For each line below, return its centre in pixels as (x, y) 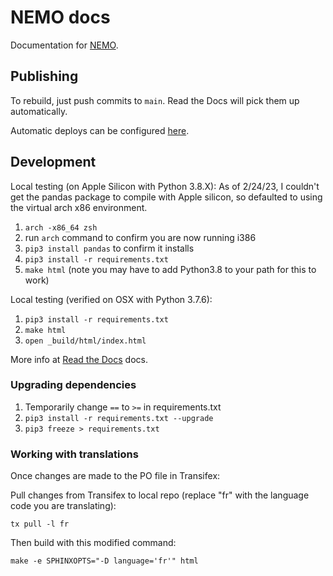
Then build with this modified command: (93, 543)
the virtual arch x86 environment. (79, 207)
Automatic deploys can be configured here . (100, 130)
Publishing (44, 76)
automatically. (39, 111)
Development (53, 162)
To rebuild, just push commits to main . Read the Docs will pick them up (155, 100)
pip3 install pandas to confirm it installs (109, 248)
